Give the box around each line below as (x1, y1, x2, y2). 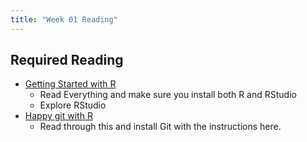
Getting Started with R (24, 78, 117, 90)
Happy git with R (24, 110, 93, 122)
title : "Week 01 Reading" (10, 14, 118, 25)
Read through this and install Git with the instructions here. (39, 121, 282, 133)
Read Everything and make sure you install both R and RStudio (39, 89, 297, 101)
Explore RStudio (39, 99, 107, 111)
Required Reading (10, 52, 124, 69)
